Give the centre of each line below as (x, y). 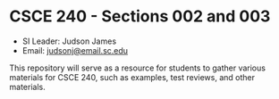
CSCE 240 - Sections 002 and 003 (140, 16)
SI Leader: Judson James (69, 41)
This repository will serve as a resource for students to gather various (138, 68)
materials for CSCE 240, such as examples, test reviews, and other (132, 77)
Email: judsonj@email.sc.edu (75, 50)
